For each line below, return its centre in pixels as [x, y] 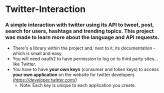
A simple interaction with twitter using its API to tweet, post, [79, 25]
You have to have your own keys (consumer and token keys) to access [85, 69]
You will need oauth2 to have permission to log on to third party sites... [85, 59]
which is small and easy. [37, 53]
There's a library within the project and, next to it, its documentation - [84, 48]
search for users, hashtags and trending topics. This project [79, 31]
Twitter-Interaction [45, 9]
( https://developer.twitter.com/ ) [45, 80]
